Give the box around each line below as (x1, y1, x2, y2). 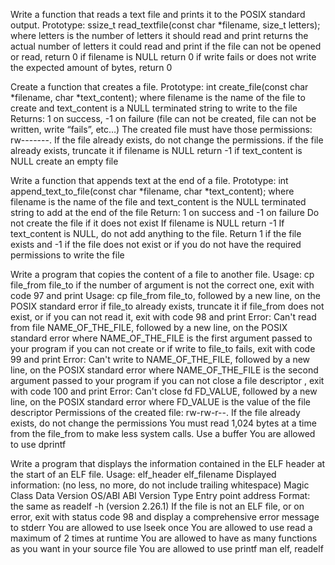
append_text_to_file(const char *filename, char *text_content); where (10, 185, 295, 197)
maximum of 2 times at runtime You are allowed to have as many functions (10, 532, 318, 544)
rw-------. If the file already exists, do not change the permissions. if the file (10, 134, 324, 146)
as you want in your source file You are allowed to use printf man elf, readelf (10, 543, 324, 554)
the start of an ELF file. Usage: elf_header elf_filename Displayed (10, 469, 277, 480)
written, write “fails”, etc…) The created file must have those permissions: (10, 124, 313, 135)
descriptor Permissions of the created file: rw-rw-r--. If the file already (10, 407, 301, 418)
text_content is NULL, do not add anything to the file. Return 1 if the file (10, 228, 302, 239)
